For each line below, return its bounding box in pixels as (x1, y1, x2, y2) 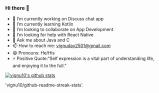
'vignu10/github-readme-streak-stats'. (5, 82, 84, 88)
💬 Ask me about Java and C (12, 37, 70, 43)
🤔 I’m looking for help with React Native (12, 32, 94, 38)
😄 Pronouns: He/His (12, 50, 55, 56)
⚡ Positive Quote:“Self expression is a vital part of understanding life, (12, 55, 154, 61)
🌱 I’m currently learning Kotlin (12, 21, 73, 27)
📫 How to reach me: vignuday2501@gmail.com (12, 42, 111, 49)
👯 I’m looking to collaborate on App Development (12, 26, 113, 32)
